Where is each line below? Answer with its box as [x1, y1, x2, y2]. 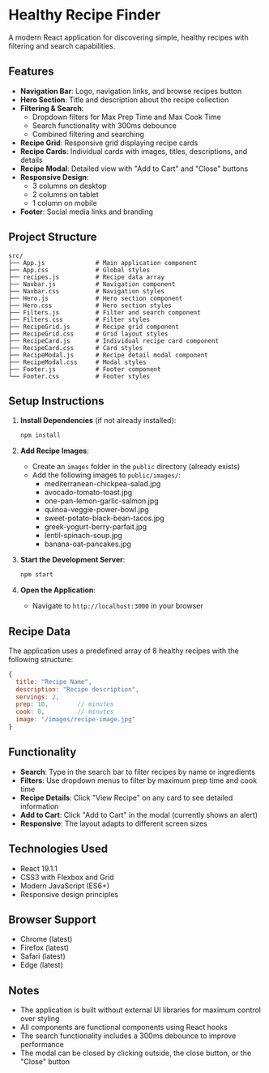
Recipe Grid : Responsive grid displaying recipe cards [19, 138, 199, 147]
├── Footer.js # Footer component [8, 365, 161, 374]
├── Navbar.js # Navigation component [8, 280, 176, 289]
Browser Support [8, 913, 97, 926]
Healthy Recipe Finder [8, 6, 160, 24]
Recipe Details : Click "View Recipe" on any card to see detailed [19, 793, 233, 802]
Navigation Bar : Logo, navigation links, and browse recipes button [19, 86, 242, 96]
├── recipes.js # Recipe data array [8, 273, 164, 281]
